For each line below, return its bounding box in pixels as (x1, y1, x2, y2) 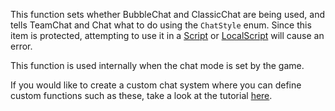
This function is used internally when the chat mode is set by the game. (10, 60, 305, 71)
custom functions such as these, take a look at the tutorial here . (10, 90, 273, 101)
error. (10, 40, 33, 52)
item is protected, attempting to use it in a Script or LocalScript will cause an (10, 30, 325, 41)
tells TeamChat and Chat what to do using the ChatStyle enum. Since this (10, 19, 312, 31)
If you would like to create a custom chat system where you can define (10, 79, 302, 91)
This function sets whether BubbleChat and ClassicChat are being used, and (10, 9, 325, 20)
